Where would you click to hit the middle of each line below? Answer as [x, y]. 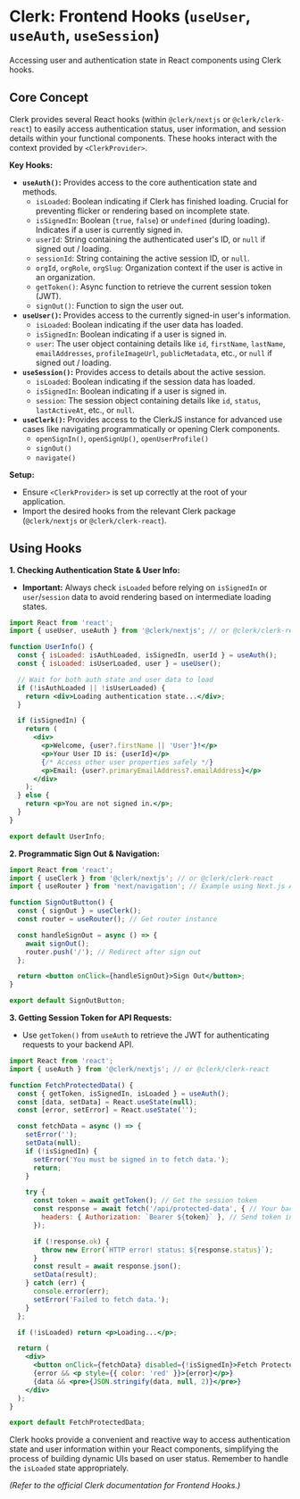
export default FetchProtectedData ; [77, 1423]
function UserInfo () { [51, 647]
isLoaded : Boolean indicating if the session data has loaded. [146, 381]
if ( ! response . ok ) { [71, 1241]
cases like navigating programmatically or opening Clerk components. [151, 429]
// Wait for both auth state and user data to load [116, 679]
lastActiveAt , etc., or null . [85, 410]
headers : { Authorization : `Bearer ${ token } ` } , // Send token [161, 1217]
